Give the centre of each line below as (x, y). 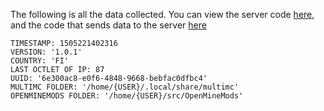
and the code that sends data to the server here (108, 25)
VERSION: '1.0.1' (46, 52)
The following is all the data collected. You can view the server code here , (162, 14)
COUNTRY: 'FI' (40, 61)
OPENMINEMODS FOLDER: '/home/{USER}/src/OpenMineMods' (127, 96)
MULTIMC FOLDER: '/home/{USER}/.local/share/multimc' (125, 87)
